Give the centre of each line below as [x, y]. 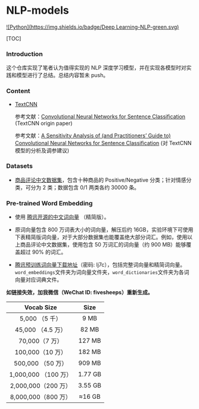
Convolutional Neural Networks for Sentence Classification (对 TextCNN [103, 143]
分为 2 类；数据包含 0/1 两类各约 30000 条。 [85, 187]
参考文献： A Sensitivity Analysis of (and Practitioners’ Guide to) [93, 136]
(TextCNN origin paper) [43, 123]
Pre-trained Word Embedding [49, 203]
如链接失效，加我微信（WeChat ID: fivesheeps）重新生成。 [80, 293]
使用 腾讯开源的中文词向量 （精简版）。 [62, 217]
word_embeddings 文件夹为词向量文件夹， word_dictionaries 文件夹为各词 [102, 272]
